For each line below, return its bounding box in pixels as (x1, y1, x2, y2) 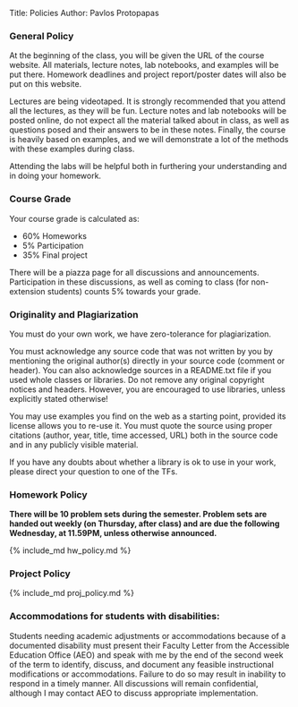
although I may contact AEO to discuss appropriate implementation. (9, 687, 259, 698)
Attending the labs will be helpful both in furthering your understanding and (9, 161, 287, 172)
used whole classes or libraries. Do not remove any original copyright (9, 374, 265, 385)
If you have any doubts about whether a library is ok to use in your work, (9, 456, 277, 467)
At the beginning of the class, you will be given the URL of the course (9, 50, 265, 61)
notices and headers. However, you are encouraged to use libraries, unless (9, 384, 286, 395)
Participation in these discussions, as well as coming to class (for (9, 277, 250, 287)
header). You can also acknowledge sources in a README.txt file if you (9, 364, 272, 375)
